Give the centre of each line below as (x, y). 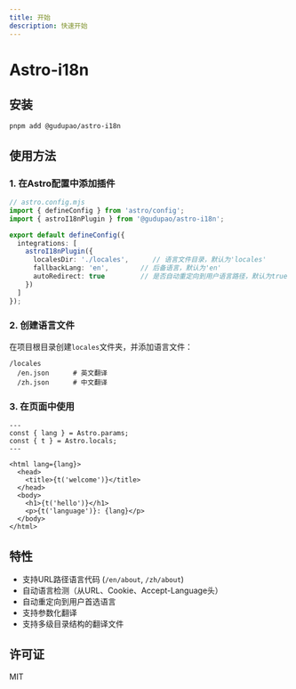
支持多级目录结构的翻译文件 (73, 623)
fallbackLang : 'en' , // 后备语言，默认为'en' (127, 268)
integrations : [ (47, 243)
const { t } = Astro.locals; (63, 442)
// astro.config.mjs (48, 203)
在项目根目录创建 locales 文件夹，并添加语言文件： (101, 346)
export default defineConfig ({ (67, 235)
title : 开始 (30, 17)
